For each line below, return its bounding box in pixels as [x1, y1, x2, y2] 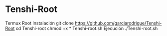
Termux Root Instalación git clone [5, 20, 74, 26]
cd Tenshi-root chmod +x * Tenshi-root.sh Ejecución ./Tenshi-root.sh [15, 25, 158, 31]
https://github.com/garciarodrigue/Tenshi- [74, 20, 162, 26]
